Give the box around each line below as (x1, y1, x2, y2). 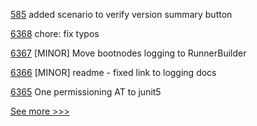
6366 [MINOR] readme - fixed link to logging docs (10, 67, 217, 78)
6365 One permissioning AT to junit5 (10, 86, 162, 98)
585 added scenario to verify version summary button (10, 9, 233, 20)
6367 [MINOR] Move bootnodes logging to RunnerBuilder (10, 47, 247, 59)
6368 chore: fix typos (10, 28, 100, 39)
